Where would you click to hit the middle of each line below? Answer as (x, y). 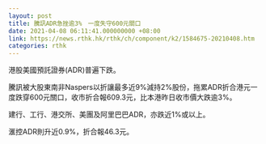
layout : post (30, 16)
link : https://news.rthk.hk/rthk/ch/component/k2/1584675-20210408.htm (131, 38)
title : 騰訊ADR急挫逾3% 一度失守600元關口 (75, 23)
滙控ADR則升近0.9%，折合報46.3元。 (71, 132)
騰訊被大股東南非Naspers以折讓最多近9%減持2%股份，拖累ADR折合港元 (129, 87)
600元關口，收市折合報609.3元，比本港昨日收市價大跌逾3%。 (133, 97)
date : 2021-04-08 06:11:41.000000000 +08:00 (84, 31)
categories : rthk (38, 46)
